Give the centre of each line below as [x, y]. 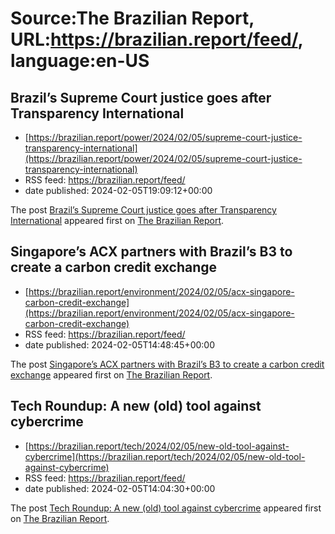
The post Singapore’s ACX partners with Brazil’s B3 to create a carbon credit [167, 364]
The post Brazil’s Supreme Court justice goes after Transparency [143, 210]
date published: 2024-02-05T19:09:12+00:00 [118, 190]
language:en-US [80, 61]
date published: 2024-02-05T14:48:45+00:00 [119, 344]
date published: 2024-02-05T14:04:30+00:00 [120, 488]
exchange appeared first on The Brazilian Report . [111, 374]
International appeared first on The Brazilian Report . [117, 220]
